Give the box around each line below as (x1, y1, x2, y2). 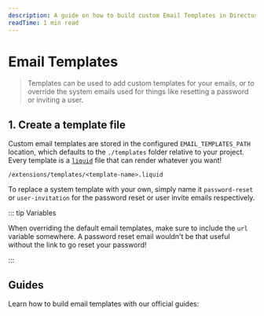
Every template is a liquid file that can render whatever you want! (8, 156, 222, 165)
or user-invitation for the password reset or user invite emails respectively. (8, 193, 255, 203)
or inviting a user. (27, 95, 84, 105)
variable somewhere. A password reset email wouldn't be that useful (8, 232, 230, 241)
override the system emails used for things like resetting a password (27, 87, 249, 97)
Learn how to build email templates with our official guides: (8, 299, 200, 309)
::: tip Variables (8, 208, 57, 218)
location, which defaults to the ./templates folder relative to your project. (8, 147, 245, 157)
